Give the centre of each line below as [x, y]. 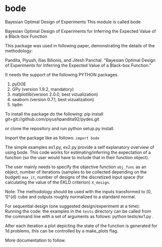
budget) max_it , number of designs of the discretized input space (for [74, 177]
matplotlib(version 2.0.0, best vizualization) [55, 94]
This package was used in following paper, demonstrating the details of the [80, 45]
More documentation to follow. [36, 240]
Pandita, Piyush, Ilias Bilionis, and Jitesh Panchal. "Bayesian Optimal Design [80, 60]
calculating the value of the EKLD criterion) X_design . [58, 182]
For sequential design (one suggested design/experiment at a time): [73, 206]
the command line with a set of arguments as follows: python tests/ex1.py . [79, 216]
